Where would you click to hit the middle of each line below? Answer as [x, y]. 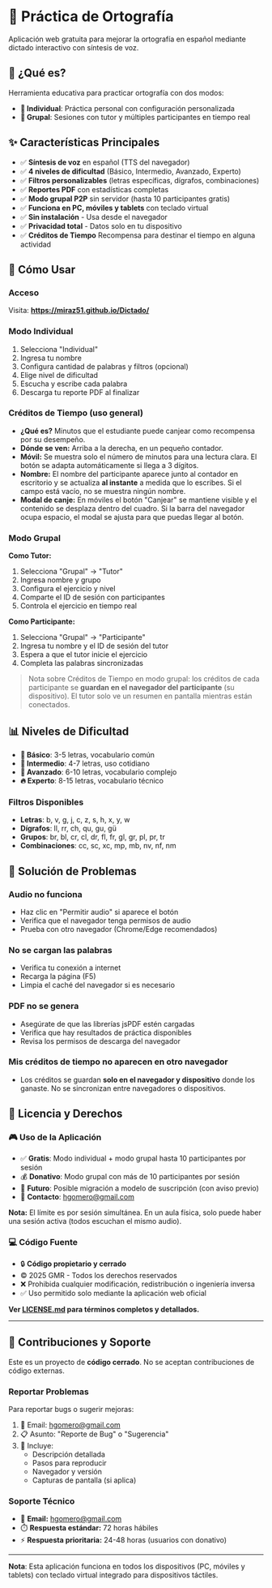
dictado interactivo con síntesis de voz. [74, 47]
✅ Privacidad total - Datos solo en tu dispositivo [101, 225]
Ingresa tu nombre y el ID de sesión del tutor [94, 646]
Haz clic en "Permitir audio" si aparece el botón [99, 912]
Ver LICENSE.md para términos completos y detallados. [104, 1309]
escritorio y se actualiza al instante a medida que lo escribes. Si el [131, 483]
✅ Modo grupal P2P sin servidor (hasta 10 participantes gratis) [125, 199]
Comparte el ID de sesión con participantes [93, 597]
